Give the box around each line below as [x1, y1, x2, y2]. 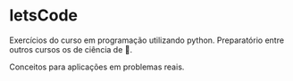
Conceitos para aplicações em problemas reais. [9, 61, 185, 72]
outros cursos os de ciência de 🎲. [9, 44, 132, 54]
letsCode [9, 5, 79, 26]
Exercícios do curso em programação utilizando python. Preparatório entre [9, 35, 284, 45]
